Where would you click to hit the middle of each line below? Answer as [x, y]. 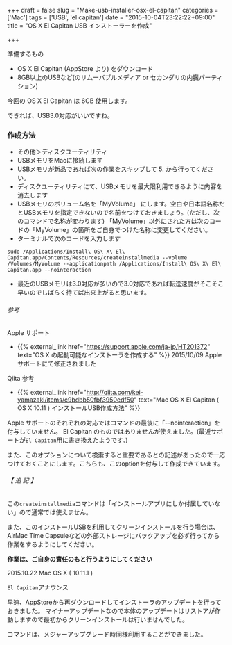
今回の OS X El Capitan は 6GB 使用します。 [69, 101]
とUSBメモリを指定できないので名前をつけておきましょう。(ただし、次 [118, 213]
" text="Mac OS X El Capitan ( [177, 400]
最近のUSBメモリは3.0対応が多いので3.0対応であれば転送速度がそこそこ [120, 284]
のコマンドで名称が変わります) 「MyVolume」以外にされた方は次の [113, 221]
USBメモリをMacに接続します [60, 161]
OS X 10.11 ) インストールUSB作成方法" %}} [79, 408]
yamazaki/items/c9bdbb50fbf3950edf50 [75, 400]
